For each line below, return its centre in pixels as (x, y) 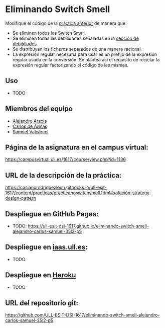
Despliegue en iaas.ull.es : (46, 247)
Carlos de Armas (30, 126)
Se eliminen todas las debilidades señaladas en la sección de (75, 38)
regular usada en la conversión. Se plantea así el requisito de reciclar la (86, 59)
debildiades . (25, 43)
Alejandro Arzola (30, 121)
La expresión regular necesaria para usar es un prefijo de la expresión (85, 54)
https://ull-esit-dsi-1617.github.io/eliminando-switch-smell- (88, 226)
